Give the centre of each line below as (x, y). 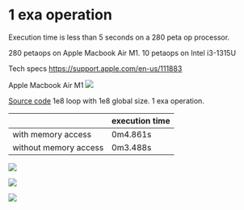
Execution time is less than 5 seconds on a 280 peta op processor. (119, 37)
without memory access (58, 147)
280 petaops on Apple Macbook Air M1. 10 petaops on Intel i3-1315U (122, 52)
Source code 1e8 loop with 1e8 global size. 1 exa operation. (106, 101)
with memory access (52, 134)
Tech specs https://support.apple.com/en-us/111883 (95, 68)
